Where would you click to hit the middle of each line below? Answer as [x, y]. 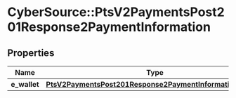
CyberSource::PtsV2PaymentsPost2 [116, 12]
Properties [31, 53]
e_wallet [25, 84]
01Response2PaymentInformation [109, 27]
